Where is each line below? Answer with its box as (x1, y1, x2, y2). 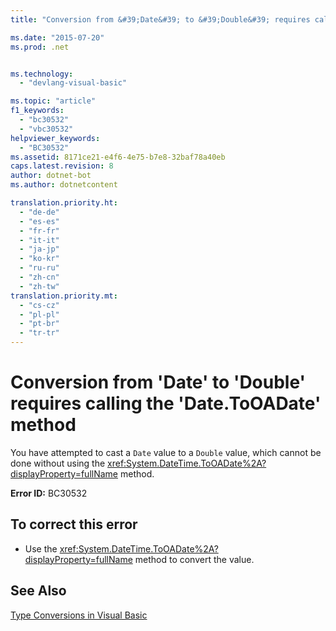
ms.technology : (10, 69, 74, 79)
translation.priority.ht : (10, 198, 118, 208)
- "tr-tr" (19, 328, 60, 338)
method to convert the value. (134, 553, 255, 565)
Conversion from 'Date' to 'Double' (10, 371, 307, 394)
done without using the (10, 457, 106, 469)
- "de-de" (19, 207, 60, 217)
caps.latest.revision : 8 (10, 161, 114, 171)
